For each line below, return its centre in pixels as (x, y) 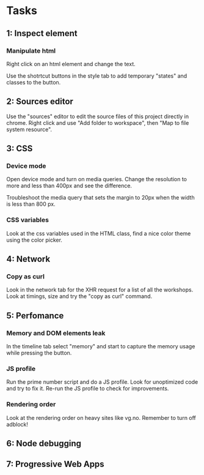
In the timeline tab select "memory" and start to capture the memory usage (101, 346)
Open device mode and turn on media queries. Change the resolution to (97, 179)
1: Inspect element (42, 33)
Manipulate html (31, 51)
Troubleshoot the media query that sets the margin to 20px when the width (100, 198)
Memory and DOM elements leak (56, 333)
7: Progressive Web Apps (56, 464)
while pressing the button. (39, 353)
